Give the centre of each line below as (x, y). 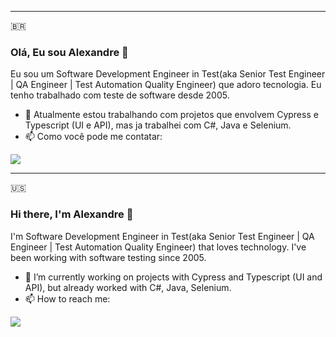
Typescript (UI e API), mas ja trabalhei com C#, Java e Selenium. (158, 125)
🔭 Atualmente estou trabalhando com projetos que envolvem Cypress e (171, 115)
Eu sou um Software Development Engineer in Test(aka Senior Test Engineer (168, 74)
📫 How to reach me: (67, 298)
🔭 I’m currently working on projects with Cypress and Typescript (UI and (173, 277)
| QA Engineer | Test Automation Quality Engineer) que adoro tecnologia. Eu (166, 85)
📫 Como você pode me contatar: (93, 137)
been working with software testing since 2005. (108, 257)
